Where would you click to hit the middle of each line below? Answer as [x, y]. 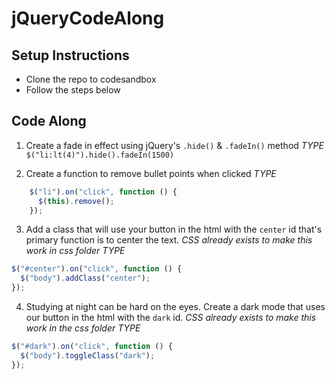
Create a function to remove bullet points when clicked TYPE [151, 173]
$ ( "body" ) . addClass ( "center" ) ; [85, 278]
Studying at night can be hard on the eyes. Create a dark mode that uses [175, 307]
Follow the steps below [73, 90]
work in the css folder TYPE [83, 328]
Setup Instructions [70, 55]
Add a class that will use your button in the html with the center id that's [174, 229]
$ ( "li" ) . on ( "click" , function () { [103, 192]
